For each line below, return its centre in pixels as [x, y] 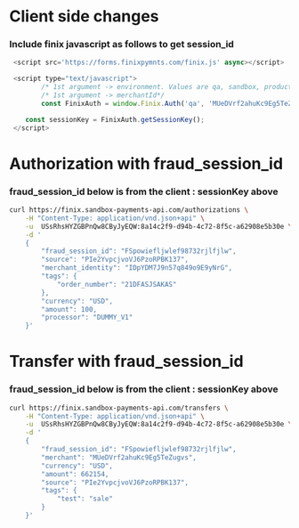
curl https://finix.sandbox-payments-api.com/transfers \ [119, 408]
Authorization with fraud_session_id [146, 163]
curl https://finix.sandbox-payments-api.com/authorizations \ [129, 210]
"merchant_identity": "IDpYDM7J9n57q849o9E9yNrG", [137, 268]
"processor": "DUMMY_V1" [87, 318]
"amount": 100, [69, 309]
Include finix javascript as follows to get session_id [121, 45]
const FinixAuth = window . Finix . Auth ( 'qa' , [123, 103]
